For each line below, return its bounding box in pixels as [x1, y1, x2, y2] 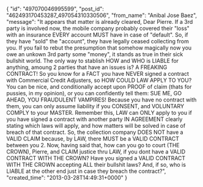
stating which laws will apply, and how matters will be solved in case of [6, 122, 186, 129]
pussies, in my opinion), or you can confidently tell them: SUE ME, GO [6, 90, 182, 97]
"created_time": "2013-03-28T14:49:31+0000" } [6, 174, 128, 181]
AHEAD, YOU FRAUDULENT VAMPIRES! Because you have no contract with [6, 96, 197, 103]
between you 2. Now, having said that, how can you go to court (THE [6, 142, 180, 148]
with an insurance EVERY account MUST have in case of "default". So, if [6, 31, 188, 38]
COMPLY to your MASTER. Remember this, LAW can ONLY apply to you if [6, 109, 193, 116]
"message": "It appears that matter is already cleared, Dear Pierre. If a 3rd [6, 18, 193, 25]
